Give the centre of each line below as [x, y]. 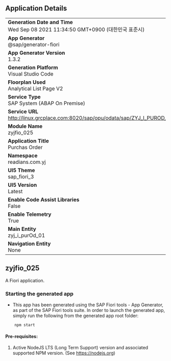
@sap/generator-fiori [34, 44]
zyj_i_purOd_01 [26, 235]
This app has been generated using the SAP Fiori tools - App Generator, [88, 305]
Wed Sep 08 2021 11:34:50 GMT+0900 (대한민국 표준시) [76, 29]
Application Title [28, 141]
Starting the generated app [39, 294]
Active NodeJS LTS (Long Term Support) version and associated [80, 348]
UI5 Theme [22, 170]
